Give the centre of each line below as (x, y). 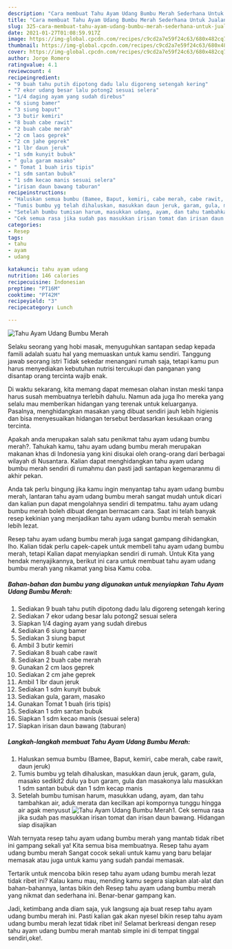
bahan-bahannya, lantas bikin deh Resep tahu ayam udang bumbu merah (112, 888)
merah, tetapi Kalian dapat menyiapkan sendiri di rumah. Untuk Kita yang (111, 554)
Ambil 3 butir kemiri (45, 645)
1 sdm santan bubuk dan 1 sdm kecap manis (80, 788)
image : (17, 39)
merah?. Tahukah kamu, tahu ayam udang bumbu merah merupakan (105, 446)
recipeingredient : (34, 77)
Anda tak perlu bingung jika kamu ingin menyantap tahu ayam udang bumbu (116, 489)
